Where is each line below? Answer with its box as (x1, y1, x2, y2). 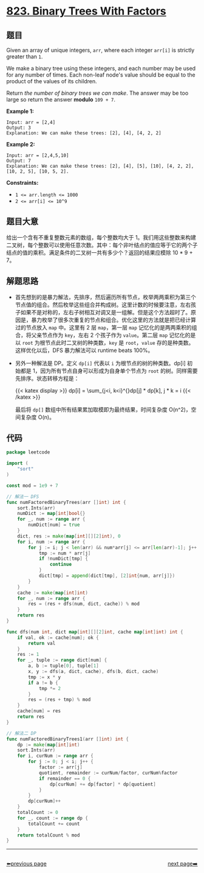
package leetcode (6, 449, 50, 455)
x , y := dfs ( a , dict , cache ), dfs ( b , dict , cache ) (28, 669, 159, 675)
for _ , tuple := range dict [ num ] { (17, 657, 107, 663)
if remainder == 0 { (38, 775, 91, 782)
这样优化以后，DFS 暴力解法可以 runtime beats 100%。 (15, 347, 154, 354)
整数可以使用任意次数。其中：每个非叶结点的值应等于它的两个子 (38, 241, 198, 249)
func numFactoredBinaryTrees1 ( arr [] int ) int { (6, 736, 129, 742)
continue (49, 561, 72, 568)
